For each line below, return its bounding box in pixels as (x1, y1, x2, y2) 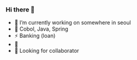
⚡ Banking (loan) (14, 32, 56, 40)
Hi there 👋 (5, 5, 35, 14)
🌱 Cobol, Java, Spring (14, 25, 68, 32)
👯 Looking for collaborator (14, 47, 79, 55)
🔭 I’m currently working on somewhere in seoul (14, 19, 132, 26)
